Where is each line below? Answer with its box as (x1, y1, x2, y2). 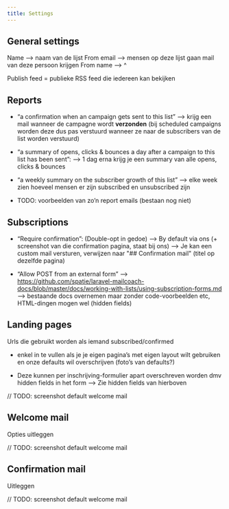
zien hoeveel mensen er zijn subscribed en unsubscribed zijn (16, 183, 191, 191)
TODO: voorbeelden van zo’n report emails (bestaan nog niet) (16, 197, 192, 205)
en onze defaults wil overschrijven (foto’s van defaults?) (16, 358, 175, 366)
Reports (7, 94, 43, 106)
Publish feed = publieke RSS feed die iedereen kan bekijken (7, 74, 176, 83)
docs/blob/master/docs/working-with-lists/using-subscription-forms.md (16, 285, 222, 293)
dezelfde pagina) (16, 257, 65, 265)
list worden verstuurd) (16, 135, 80, 143)
